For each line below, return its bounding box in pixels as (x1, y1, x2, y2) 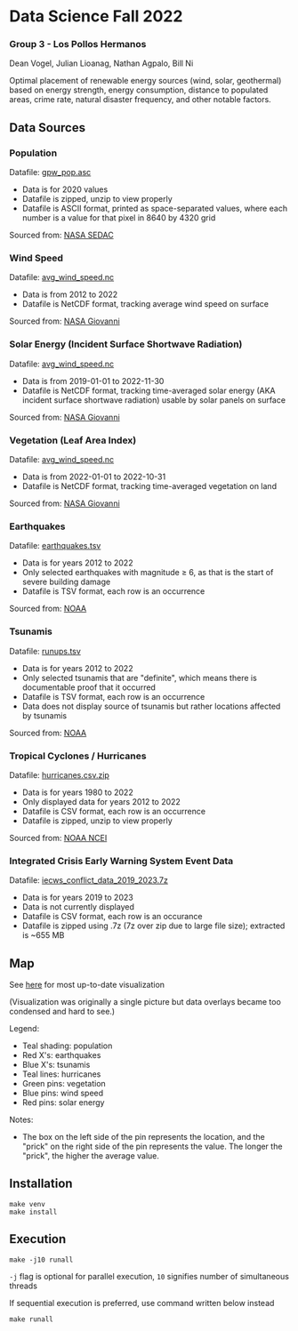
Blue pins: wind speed (21, 1087, 104, 1099)
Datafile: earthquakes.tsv (9, 541, 101, 551)
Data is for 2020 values (21, 184, 109, 195)
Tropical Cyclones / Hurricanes (9, 750, 147, 762)
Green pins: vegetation (21, 1078, 107, 1089)
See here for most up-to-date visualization (9, 980, 165, 990)
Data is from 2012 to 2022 (21, 289, 118, 300)
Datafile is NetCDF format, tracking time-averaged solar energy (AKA (21, 385, 276, 396)
